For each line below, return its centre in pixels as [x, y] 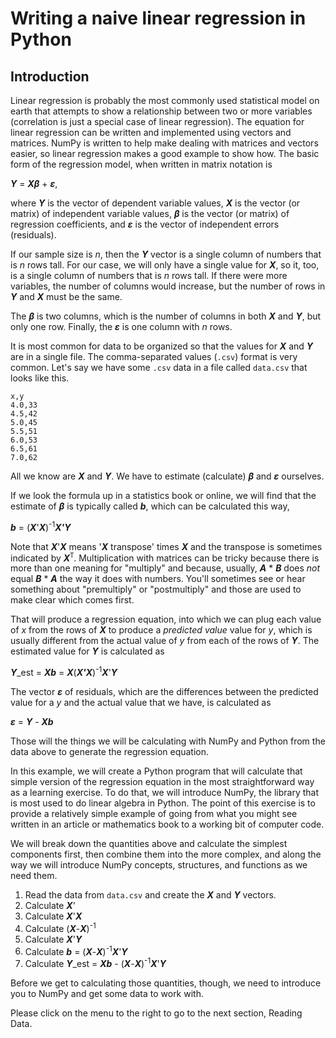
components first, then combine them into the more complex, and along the [166, 854]
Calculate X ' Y [53, 939]
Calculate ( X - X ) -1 [60, 927]
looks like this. [40, 378]
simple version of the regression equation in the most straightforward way [162, 781]
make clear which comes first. [72, 600]
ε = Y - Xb [32, 721]
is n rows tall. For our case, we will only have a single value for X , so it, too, [165, 265]
